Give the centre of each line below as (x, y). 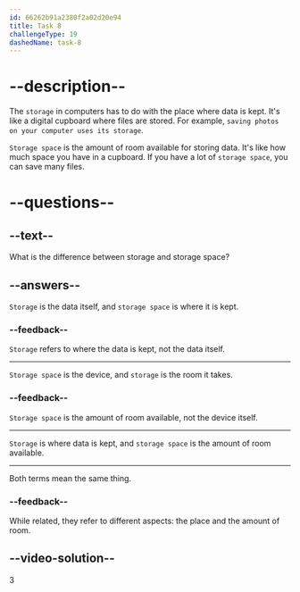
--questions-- (62, 203)
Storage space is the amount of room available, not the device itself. (134, 417)
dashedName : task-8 (46, 42)
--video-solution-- (62, 559)
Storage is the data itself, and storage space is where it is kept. (124, 306)
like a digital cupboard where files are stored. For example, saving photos (144, 121)
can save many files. (47, 167)
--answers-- (45, 285)
